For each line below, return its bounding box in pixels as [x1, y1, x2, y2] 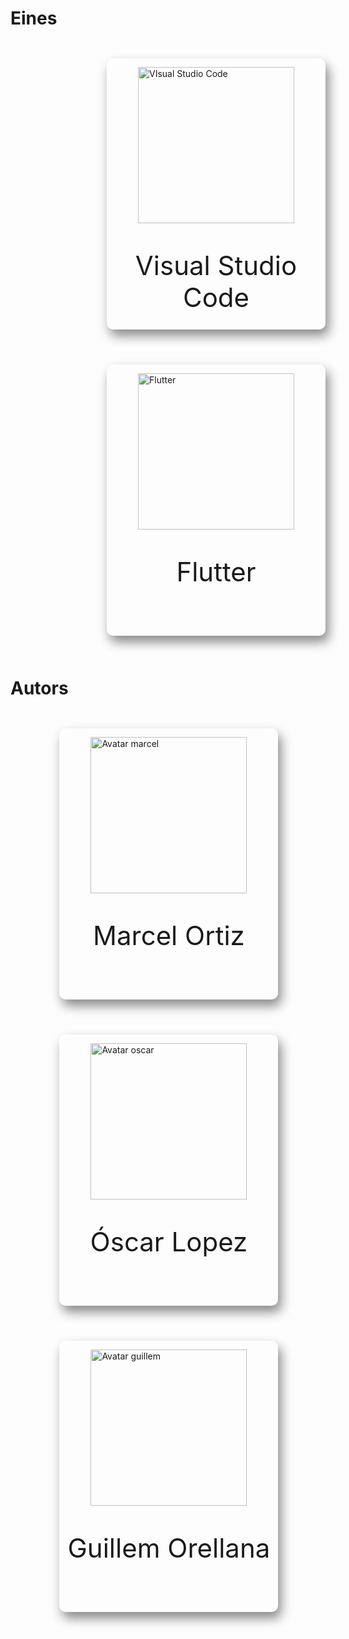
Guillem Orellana [67, 1531, 271, 1564]
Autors [10, 677, 69, 700]
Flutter [176, 555, 257, 588]
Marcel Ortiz [93, 918, 245, 952]
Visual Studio [134, 248, 298, 282]
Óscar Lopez [89, 1225, 248, 1258]
